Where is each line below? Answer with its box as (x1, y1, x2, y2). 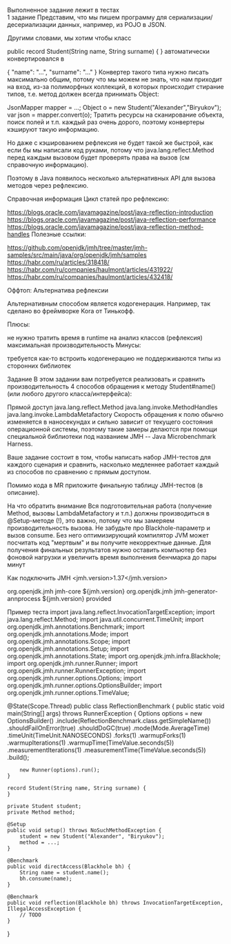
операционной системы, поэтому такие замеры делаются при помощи (7, 425, 217, 433)
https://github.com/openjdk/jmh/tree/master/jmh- (7, 244, 148, 251)
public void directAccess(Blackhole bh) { (7, 863, 131, 870)
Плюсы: (7, 320, 30, 328)
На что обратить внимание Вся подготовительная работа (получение (7, 502, 212, 510)
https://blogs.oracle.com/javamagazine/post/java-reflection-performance (7, 215, 217, 224)
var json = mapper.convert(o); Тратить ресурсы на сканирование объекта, (7, 110, 224, 119)
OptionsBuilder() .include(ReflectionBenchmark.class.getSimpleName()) (7, 717, 212, 725)
